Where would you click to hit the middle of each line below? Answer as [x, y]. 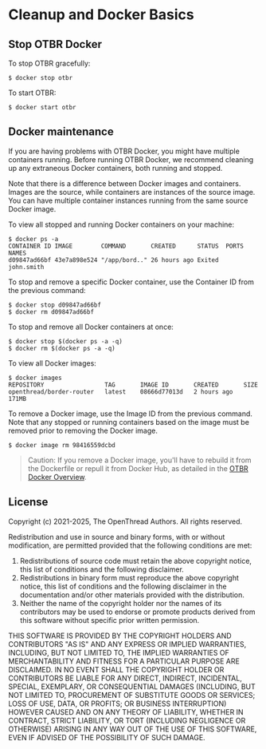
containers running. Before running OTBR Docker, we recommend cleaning [131, 159]
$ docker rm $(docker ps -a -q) [62, 348]
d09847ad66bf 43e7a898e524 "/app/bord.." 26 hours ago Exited [113, 260]
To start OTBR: [32, 93]
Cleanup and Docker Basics [102, 15]
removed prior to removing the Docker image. [83, 430]
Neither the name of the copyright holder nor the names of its [121, 603]
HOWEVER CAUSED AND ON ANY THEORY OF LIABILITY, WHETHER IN [126, 711]
